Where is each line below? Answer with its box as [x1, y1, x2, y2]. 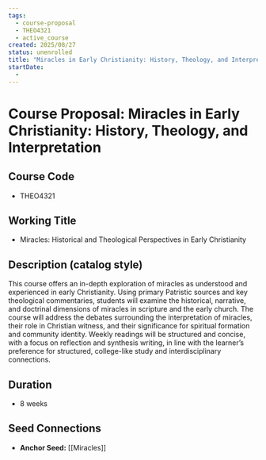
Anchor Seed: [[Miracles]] [19, 443, 107, 452]
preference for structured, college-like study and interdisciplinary [8, 347, 222, 356]
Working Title [8, 214, 77, 228]
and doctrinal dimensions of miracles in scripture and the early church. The [8, 305, 254, 314]
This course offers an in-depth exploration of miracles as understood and [8, 279, 248, 289]
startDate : [8, 63, 44, 71]
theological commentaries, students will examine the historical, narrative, [8, 296, 247, 305]
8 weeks [19, 399, 47, 408]
